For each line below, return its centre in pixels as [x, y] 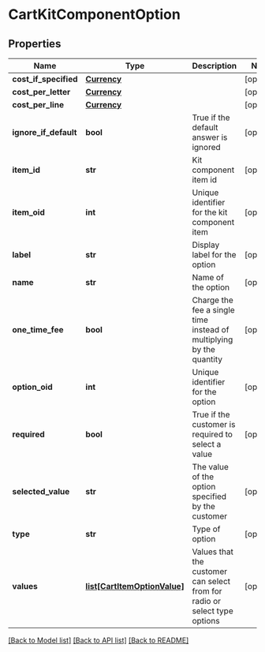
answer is [210, 137]
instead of [211, 330]
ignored [206, 147]
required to [212, 434]
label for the [214, 255]
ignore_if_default [45, 132]
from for [207, 591]
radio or [207, 601]
